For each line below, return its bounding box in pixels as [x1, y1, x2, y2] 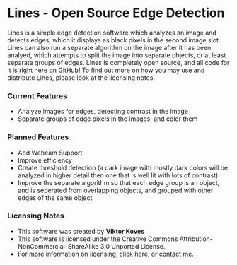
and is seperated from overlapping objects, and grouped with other [17, 186, 214, 194]
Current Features [7, 90, 68, 100]
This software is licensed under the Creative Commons [17, 235, 178, 243]
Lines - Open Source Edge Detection [7, 5, 225, 21]
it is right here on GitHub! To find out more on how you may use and [7, 66, 205, 74]
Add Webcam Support [17, 148, 83, 157]
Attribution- [179, 235, 214, 243]
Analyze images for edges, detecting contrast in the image [17, 107, 189, 116]
